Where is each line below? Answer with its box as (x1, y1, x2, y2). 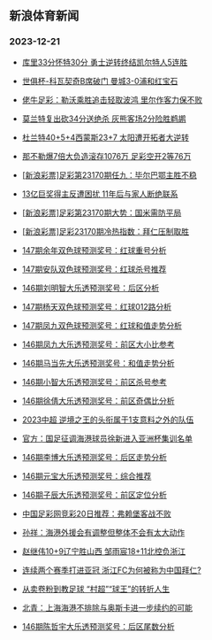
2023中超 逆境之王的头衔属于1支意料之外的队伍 (21, 414, 194, 425)
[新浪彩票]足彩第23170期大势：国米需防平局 (21, 207, 182, 218)
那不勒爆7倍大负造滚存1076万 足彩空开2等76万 (21, 150, 192, 161)
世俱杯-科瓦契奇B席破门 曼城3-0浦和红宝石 (21, 75, 178, 86)
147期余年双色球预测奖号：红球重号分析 (21, 244, 167, 255)
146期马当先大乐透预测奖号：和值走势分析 (21, 358, 175, 368)
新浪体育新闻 (9, 8, 79, 24)
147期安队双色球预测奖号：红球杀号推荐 (21, 264, 167, 274)
